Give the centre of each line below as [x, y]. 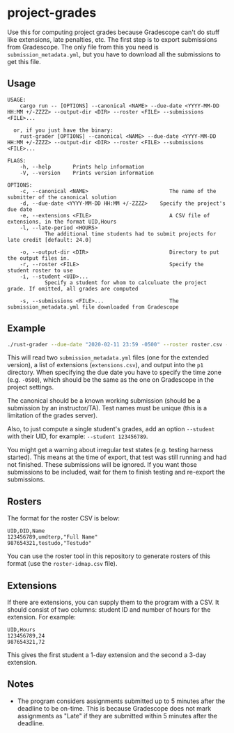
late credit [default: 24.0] [49, 240]
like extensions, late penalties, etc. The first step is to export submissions [112, 39]
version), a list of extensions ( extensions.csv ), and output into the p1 [106, 365]
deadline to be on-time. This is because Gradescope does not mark [114, 708]
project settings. [31, 387]
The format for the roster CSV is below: [63, 518]
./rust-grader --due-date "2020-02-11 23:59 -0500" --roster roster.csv [115, 344]
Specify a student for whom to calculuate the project [126, 283]
